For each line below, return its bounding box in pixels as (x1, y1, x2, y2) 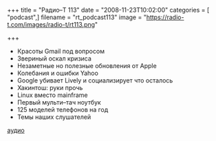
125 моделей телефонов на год (17, 106, 109, 113)
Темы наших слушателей (17, 113, 91, 121)
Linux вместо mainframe (17, 91, 88, 99)
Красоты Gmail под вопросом (17, 47, 105, 55)
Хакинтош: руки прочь (17, 84, 83, 91)
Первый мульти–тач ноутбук (17, 98, 101, 106)
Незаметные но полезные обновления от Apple (17, 62, 157, 69)
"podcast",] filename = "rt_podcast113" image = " (7, 13, 147, 21)
